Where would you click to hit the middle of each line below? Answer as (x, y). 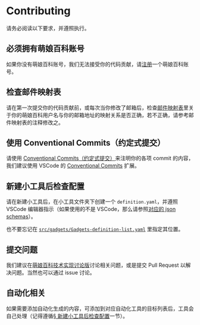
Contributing (38, 11)
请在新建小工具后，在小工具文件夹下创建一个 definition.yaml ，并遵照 (92, 202)
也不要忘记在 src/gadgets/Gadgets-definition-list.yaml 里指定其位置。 (95, 229)
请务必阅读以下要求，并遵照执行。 (48, 28)
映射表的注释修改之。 (37, 122)
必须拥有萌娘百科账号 (45, 49)
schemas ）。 (21, 217)
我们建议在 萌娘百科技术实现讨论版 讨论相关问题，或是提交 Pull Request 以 (96, 265)
